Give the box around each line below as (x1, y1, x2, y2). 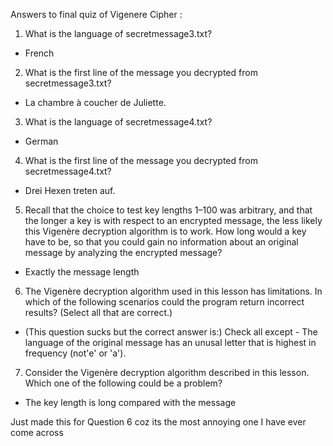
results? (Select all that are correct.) (24, 307, 173, 318)
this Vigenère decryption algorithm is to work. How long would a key (24, 225, 307, 237)
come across (10, 427, 64, 438)
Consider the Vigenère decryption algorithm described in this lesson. (24, 367, 310, 378)
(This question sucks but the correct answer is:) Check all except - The (24, 326, 318, 338)
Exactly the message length (24, 266, 140, 278)
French (24, 47, 55, 59)
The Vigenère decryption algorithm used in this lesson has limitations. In (24, 285, 323, 297)
